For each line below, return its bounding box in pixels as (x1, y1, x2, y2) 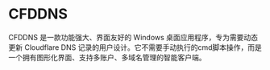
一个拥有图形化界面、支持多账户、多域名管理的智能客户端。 (8, 52, 206, 62)
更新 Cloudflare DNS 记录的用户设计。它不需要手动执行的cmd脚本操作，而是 (8, 42, 262, 52)
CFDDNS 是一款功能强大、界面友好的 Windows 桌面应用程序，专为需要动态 (8, 32, 259, 42)
